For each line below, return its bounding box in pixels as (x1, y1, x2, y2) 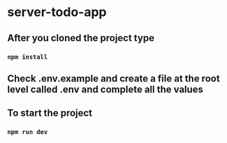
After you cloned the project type (7, 32, 155, 44)
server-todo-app (7, 4, 107, 20)
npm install (7, 53, 48, 61)
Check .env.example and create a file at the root (7, 73, 220, 84)
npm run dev (7, 128, 48, 136)
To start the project (7, 107, 93, 119)
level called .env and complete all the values (7, 83, 204, 95)
